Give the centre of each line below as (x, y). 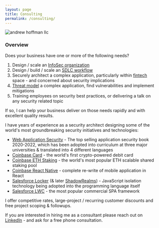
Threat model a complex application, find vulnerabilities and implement (83, 85)
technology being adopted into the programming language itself (76, 186)
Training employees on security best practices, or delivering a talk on (81, 96)
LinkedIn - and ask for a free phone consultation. (54, 220)
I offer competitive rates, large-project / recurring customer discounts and (79, 200)
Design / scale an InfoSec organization (51, 65)
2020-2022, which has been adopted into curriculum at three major (80, 145)
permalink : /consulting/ (30, 18)
